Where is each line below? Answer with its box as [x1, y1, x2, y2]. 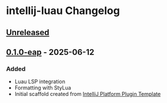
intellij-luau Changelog [6, 4, 121, 18]
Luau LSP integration [14, 78, 66, 85]
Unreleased [6, 28, 50, 37]
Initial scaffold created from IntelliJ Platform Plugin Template [14, 91, 161, 98]
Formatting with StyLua [14, 84, 72, 91]
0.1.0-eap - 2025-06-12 [6, 47, 95, 57]
